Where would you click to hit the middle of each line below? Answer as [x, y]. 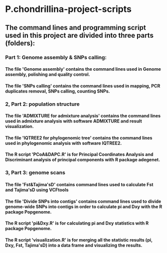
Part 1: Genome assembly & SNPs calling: [56, 57]
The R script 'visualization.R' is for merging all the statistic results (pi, [79, 240]
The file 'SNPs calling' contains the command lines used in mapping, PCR [83, 86]
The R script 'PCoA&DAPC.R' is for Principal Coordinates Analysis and [79, 154]
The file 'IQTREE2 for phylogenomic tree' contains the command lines [79, 137]
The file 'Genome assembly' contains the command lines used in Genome [83, 69]
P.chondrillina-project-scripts [69, 9]
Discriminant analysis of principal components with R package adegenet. [83, 160]
